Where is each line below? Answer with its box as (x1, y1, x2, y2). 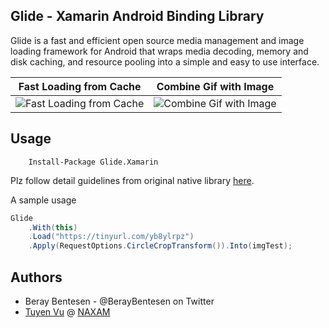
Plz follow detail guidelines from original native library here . (10, 174, 255, 186)
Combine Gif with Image (156, 79, 275, 93)
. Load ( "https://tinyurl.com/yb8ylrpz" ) (28, 232, 195, 242)
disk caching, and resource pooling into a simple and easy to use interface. (10, 55, 320, 68)
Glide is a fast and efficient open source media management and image (10, 34, 305, 46)
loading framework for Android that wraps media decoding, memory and (10, 45, 309, 57)
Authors (10, 269, 63, 286)
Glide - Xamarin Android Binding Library (10, 8, 265, 25)
